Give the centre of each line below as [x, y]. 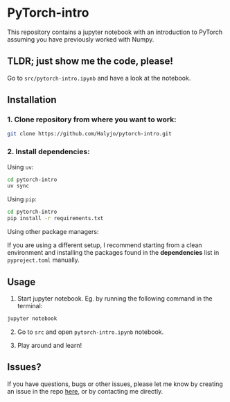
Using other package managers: [53, 232]
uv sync [18, 186]
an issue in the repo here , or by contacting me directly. [85, 391]
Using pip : [22, 199]
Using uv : [20, 167]
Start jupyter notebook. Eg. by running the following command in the [115, 298]
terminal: [30, 305]
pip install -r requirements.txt [55, 219]
